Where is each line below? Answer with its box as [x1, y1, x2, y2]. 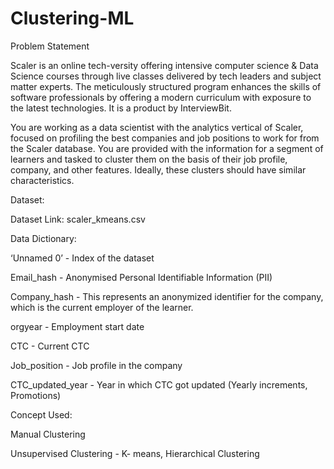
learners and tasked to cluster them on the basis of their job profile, [10, 153, 288, 165]
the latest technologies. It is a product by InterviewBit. [10, 102, 232, 114]
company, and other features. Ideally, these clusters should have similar [10, 163, 307, 176]
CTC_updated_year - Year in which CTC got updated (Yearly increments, [10, 378, 308, 391]
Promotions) [10, 389, 62, 401]
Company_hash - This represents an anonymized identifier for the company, [10, 290, 324, 302]
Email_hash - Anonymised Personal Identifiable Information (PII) [10, 271, 273, 283]
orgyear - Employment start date [10, 320, 145, 332]
